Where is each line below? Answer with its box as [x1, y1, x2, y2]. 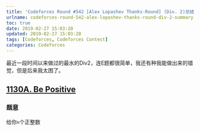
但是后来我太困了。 [16, 66, 64, 74]
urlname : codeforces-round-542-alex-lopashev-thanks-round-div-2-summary [6, 14, 194, 20]
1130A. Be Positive [6, 84, 76, 95]
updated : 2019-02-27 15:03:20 [6, 31, 82, 37]
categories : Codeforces [6, 42, 66, 48]
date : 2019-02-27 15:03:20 [6, 25, 73, 32]
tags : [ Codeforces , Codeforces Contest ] [6, 36, 109, 42]
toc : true [6, 20, 31, 26]
